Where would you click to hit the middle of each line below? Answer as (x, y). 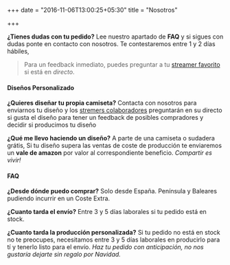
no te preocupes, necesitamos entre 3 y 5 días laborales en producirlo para (114, 240)
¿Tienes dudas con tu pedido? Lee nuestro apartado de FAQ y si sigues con (115, 36)
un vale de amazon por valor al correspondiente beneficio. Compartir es (110, 153)
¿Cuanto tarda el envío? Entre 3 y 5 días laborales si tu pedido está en (107, 212)
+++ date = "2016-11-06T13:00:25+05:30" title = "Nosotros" (92, 10)
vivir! (14, 160)
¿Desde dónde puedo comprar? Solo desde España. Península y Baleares (112, 191)
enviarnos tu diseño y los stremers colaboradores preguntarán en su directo (115, 110)
